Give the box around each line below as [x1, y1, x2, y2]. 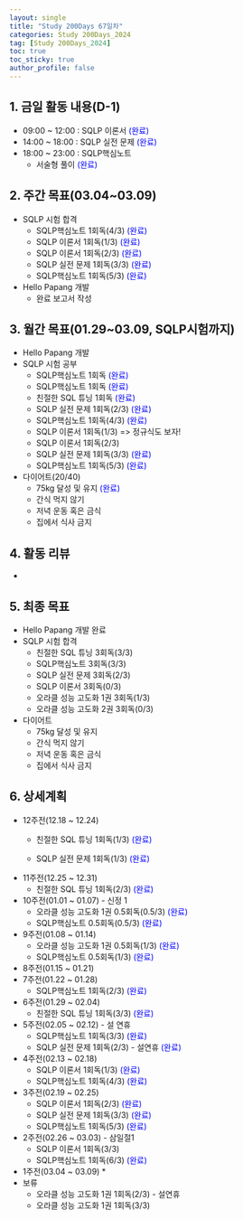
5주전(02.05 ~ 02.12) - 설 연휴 [22, 1018, 131, 1030]
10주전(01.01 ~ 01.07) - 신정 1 [22, 895, 128, 905]
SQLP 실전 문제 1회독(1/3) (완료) [35, 853, 151, 864]
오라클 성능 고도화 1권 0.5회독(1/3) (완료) [35, 940, 180, 951]
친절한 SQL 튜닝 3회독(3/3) [35, 647, 134, 658]
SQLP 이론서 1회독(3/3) [35, 1143, 120, 1154]
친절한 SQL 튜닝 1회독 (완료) [35, 392, 136, 403]
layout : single [9, 13, 67, 23]
